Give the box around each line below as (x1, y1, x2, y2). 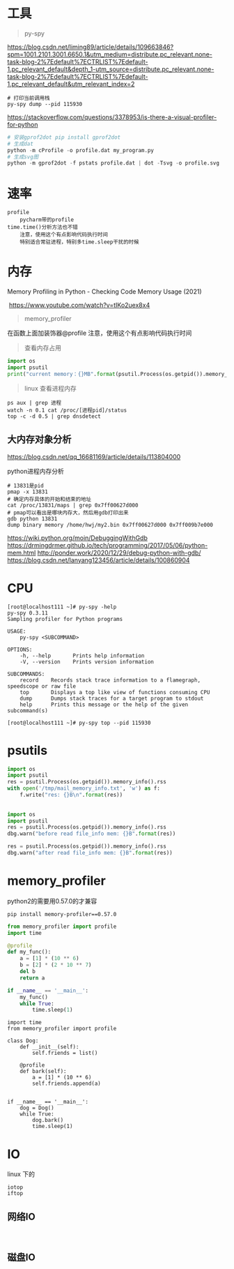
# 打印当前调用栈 (7, 94, 50, 101)
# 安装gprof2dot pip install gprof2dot (7, 133, 121, 141)
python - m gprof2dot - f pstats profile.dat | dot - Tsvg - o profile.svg (7, 160, 219, 167)
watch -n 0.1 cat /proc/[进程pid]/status (7, 407, 127, 414)
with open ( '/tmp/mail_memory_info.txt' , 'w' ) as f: (7, 785, 160, 792)
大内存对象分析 (7, 433, 72, 446)
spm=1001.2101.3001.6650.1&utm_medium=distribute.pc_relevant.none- (7, 50, 212, 59)
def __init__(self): (19, 1044, 79, 1051)
